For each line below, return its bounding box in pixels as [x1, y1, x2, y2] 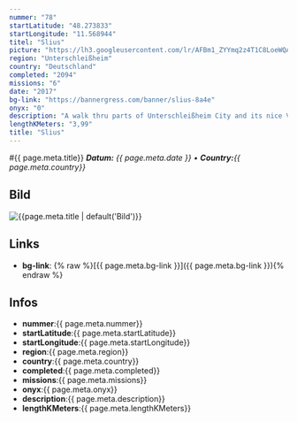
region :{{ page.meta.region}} [21, 347, 129, 357]
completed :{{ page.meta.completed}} [21, 365, 161, 376]
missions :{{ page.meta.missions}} [21, 375, 148, 386]
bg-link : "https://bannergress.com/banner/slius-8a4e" [9, 95, 216, 104]
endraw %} [21, 269, 64, 280]
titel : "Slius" [9, 37, 65, 47]
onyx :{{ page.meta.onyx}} [21, 384, 118, 395]
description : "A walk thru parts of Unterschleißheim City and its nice [9, 111, 283, 120]
